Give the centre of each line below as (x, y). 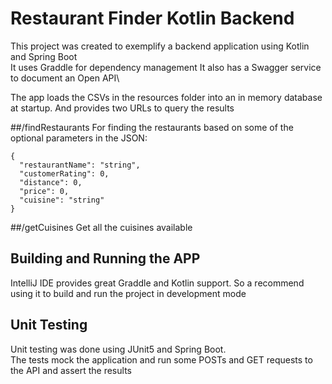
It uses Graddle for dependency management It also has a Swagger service (166, 67)
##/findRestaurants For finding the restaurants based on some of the (152, 127)
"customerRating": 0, (64, 173)
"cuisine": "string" (62, 200)
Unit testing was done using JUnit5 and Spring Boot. (118, 349)
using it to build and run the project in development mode (128, 293)
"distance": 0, (51, 182)
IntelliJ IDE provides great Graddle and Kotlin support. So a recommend (157, 283)
